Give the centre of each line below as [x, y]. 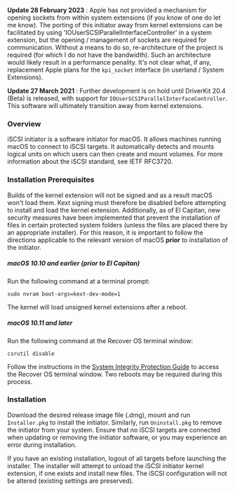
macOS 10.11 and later [40, 323]
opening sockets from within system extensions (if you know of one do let [114, 18]
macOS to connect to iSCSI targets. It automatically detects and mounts [111, 147]
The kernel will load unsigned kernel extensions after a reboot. [98, 307]
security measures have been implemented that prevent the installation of [114, 218]
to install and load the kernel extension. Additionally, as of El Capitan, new [114, 210]
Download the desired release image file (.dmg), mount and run [99, 415]
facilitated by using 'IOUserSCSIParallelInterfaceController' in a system [109, 32]
